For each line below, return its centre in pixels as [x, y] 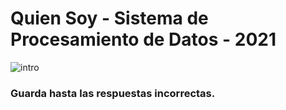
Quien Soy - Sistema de [109, 18]
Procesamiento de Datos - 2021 [143, 39]
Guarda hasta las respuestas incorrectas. [113, 93]
